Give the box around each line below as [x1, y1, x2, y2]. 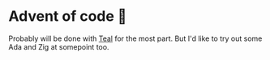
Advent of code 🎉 [8, 7, 127, 26]
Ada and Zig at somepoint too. [8, 42, 109, 51]
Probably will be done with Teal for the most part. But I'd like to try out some [8, 34, 263, 43]
